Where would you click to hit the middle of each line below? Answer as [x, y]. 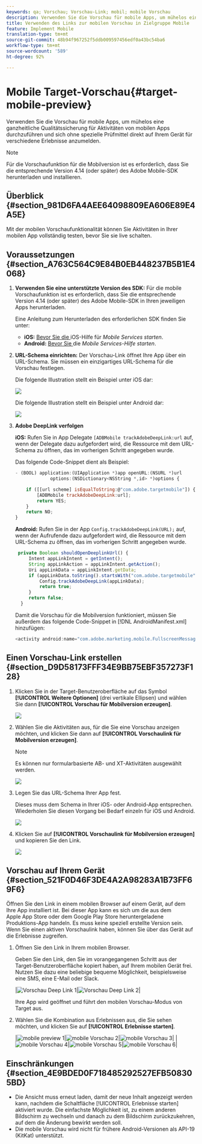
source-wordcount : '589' [37, 51]
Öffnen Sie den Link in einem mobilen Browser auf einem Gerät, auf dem [96, 904]
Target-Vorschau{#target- [111, 92]
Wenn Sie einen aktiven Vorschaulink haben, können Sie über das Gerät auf [100, 930]
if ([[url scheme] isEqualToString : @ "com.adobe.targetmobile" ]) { [111, 490]
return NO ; [40, 512]
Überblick [25, 196]
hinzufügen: [30, 628]
